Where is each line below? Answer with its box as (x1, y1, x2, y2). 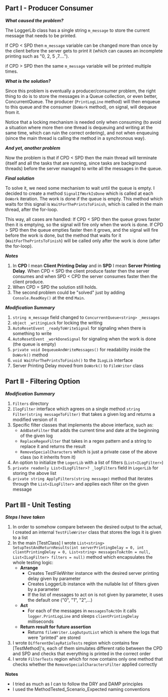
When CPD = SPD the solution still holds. (12, 284, 97, 290)
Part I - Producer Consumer (5, 4, 93, 13)
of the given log (20, 433, 53, 439)
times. (5, 68, 18, 74)
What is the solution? (5, 78, 51, 84)
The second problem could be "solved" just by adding (12, 289, 125, 295)
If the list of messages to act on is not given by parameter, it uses (27, 592, 163, 598)
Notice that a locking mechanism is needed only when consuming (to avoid (5, 119, 161, 125)
